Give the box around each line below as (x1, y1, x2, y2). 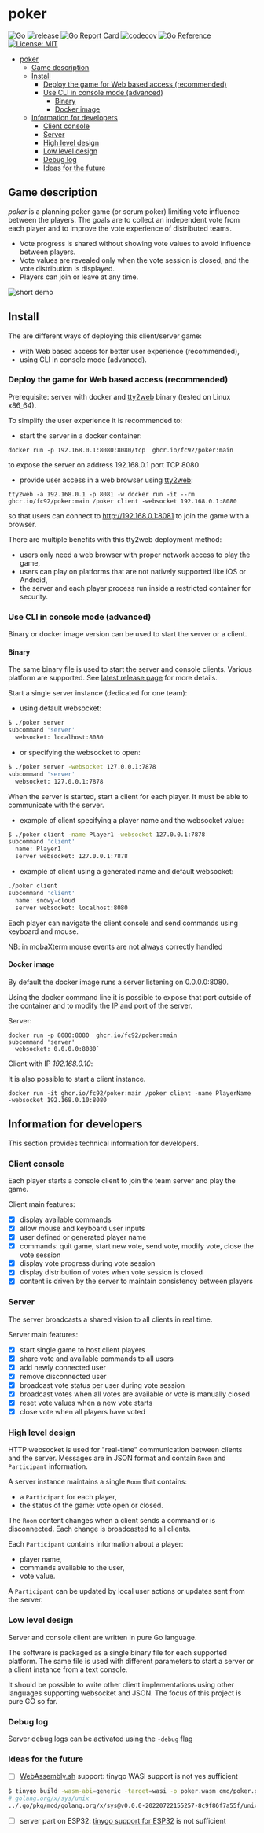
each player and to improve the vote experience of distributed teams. (8, 223, 232, 233)
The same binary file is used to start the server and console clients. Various (8, 665, 253, 674)
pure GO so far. (8, 1696, 58, 1706)
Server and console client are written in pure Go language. (8, 1632, 197, 1642)
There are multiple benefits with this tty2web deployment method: (8, 534, 222, 544)
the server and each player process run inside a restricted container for (19, 583, 251, 592)
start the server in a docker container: (19, 430, 143, 441)
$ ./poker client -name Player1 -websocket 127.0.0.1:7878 (8, 831, 206, 839)
